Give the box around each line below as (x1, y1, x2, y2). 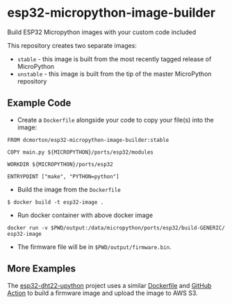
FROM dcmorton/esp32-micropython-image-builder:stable (7, 136, 169, 143)
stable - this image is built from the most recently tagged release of (17, 54, 212, 63)
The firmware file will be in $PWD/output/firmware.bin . (17, 242, 172, 251)
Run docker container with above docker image (17, 211, 154, 219)
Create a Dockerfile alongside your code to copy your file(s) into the (17, 115, 214, 124)
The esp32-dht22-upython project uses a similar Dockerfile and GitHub (7, 281, 212, 289)
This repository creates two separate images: (7, 41, 138, 49)
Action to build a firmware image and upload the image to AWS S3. (7, 289, 198, 297)
